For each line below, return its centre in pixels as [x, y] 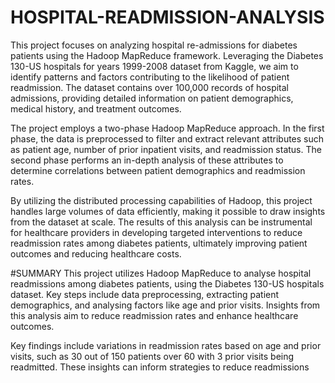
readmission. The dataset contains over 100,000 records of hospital [149, 87]
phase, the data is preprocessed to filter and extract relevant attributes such [167, 138]
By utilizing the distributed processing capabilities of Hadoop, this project [161, 200]
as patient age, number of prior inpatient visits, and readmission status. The [166, 149]
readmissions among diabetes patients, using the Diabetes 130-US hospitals [167, 283]
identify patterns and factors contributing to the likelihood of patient [150, 77]
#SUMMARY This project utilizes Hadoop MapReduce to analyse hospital [161, 273]
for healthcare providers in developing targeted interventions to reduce [156, 232]
